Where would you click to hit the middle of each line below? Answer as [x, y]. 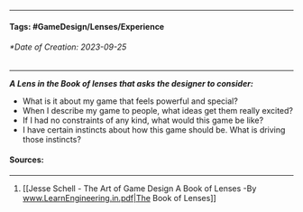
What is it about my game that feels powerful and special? [130, 101]
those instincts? [51, 139]
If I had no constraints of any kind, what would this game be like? [143, 120]
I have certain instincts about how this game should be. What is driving [154, 129]
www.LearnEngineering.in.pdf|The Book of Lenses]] [119, 198]
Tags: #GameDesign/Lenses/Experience [87, 26]
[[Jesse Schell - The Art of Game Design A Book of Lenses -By [139, 189]
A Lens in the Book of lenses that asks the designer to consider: [132, 83]
